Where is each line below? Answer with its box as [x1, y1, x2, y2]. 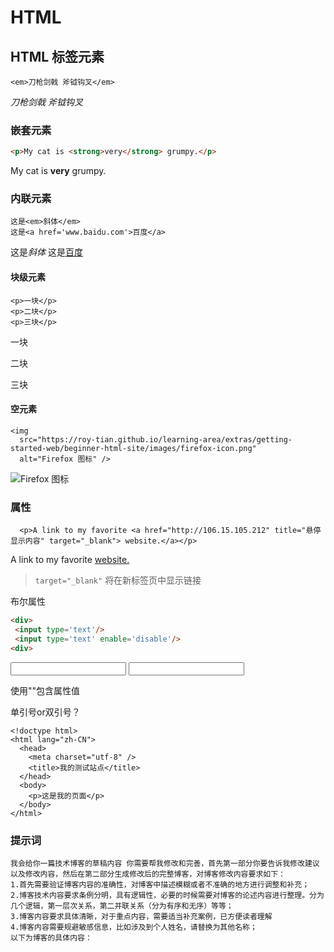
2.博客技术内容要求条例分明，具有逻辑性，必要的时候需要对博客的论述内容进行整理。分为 [10, 890, 325, 900]
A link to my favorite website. [10, 554, 130, 566]
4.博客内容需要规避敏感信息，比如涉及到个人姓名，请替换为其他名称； [10, 922, 258, 932]
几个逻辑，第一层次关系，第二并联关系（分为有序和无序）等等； [10, 901, 234, 911]
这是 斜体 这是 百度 [10, 246, 83, 258]
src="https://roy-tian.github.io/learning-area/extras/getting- [19, 434, 293, 445]
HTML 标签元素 [10, 48, 105, 65]
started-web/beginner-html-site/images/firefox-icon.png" [10, 443, 257, 453]
